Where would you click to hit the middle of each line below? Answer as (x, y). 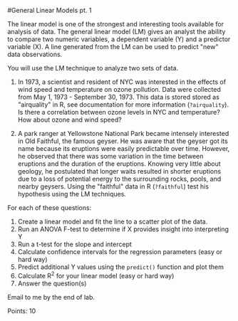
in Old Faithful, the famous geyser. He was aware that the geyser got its (123, 141)
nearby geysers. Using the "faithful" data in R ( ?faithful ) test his (113, 186)
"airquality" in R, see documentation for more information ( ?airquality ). (123, 105)
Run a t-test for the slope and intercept (74, 244)
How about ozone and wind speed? (70, 120)
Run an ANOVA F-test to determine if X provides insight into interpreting (123, 229)
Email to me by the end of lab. (51, 297)
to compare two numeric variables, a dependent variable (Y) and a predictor (119, 39)
